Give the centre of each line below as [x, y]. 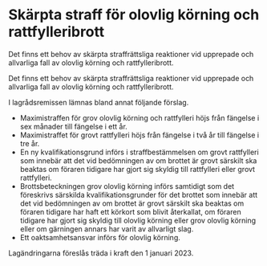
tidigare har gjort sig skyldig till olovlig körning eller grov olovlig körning [138, 220]
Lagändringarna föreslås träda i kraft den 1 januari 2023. [101, 253]
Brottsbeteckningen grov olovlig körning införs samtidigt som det [127, 186]
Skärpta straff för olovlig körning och [134, 15]
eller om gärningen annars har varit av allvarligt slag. [107, 229]
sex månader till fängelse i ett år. [74, 126]
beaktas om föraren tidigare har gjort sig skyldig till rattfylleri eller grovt [137, 169]
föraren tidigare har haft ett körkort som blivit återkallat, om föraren [131, 211]
